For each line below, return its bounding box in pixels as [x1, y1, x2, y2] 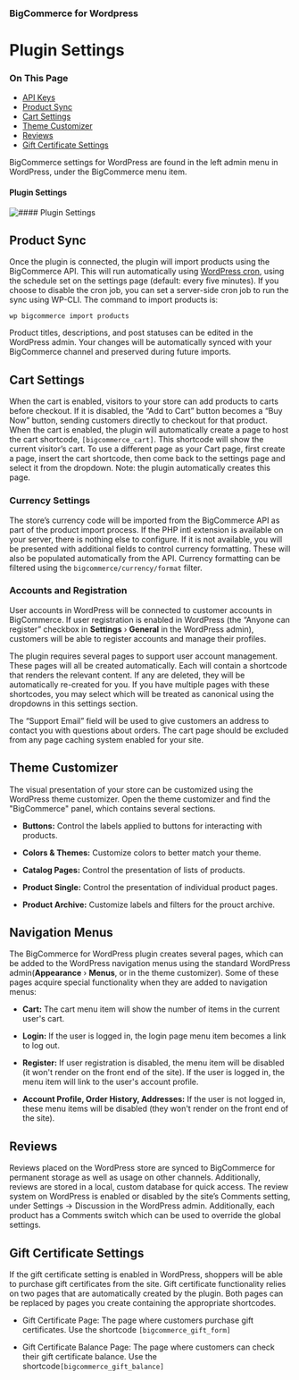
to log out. [21, 1040, 61, 1051]
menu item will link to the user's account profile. [21, 1076, 199, 1088]
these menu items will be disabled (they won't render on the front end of [21, 1103, 289, 1115]
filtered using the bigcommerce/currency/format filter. [9, 562, 203, 573]
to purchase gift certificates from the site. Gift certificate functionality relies [9, 1279, 287, 1290]
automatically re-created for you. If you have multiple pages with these [9, 678, 270, 690]
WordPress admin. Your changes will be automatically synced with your [9, 337, 272, 348]
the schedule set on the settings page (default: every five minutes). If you [9, 275, 279, 286]
